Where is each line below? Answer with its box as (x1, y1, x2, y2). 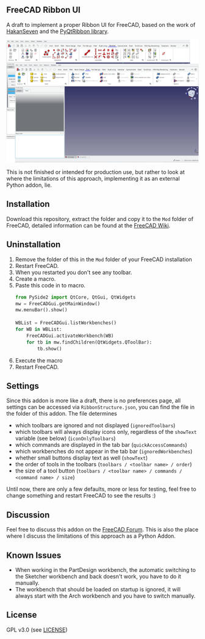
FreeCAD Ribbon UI (6, 5, 81, 15)
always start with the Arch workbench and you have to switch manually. (15, 592, 196, 599)
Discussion (6, 510, 50, 520)
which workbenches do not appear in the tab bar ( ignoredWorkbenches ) (15, 448, 193, 455)
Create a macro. (15, 275, 56, 283)
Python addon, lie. (6, 181, 52, 189)
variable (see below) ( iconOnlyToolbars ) (15, 435, 116, 442)
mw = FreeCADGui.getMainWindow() (15, 300, 101, 307)
